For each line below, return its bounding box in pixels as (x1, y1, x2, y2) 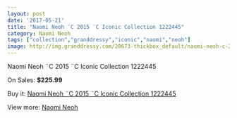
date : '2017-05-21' (7, 17, 65, 24)
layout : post (7, 10, 46, 18)
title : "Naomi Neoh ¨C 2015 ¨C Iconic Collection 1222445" (7, 23, 185, 30)
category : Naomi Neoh (7, 29, 71, 37)
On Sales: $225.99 (7, 76, 63, 84)
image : (7, 43, 27, 50)
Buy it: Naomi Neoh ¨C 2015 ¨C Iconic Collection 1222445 (7, 89, 176, 98)
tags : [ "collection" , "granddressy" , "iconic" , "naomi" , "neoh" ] (7, 37, 191, 44)
